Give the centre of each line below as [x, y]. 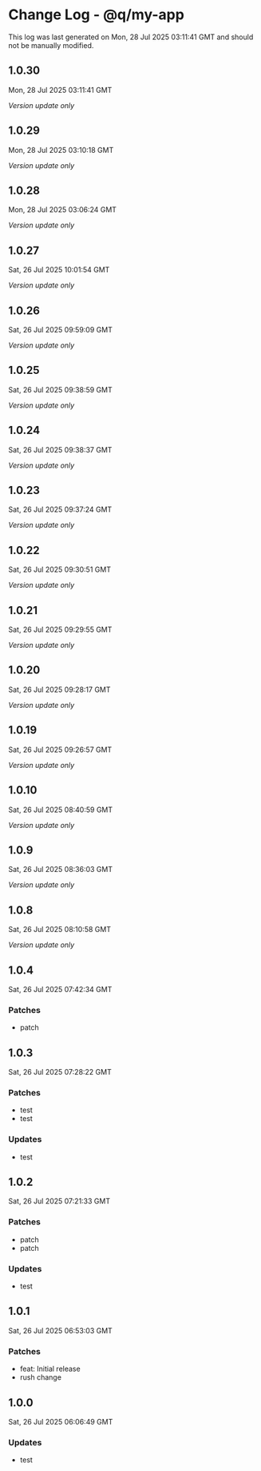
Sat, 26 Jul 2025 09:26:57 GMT [60, 750]
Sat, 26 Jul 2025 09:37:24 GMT [60, 509]
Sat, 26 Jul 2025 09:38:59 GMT [61, 389]
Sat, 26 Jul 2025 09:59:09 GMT [61, 330]
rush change [41, 1377]
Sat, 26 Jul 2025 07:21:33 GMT [59, 1201]
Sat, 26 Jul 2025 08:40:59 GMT [61, 810]
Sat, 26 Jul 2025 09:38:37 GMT [60, 449]
